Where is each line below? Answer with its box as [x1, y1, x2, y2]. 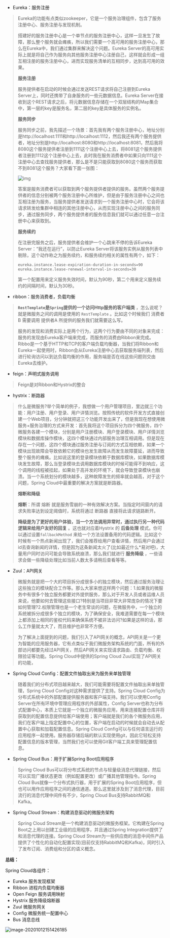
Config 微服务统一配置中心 [12, 910, 69, 916]
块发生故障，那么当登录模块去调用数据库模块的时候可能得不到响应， [17, 461, 160, 467]
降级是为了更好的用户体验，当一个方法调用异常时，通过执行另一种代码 [17, 519, 165, 524]
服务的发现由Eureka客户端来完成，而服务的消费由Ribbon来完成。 [17, 335, 154, 340]
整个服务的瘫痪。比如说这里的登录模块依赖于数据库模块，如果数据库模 [17, 454, 165, 460]
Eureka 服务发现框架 [12, 878, 56, 884]
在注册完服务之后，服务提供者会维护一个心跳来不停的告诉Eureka [17, 239, 153, 245]
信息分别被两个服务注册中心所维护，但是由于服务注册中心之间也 [31, 192, 165, 198]
